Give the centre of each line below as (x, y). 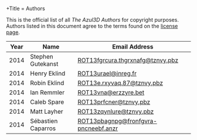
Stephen (42, 57)
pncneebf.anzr (98, 128)
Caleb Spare (47, 102)
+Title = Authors (26, 8)
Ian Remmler (47, 92)
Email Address (133, 47)
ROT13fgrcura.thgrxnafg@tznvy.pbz (128, 60)
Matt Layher (47, 112)
